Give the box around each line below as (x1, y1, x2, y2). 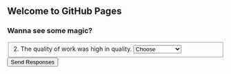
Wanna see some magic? (7, 26, 93, 36)
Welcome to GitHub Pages (7, 5, 122, 17)
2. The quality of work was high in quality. (13, 45, 132, 53)
